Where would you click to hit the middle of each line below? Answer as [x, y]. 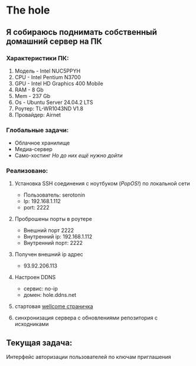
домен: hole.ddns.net [50, 295]
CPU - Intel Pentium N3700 [48, 77]
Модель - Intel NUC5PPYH [48, 71]
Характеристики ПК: [37, 58]
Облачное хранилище [42, 143]
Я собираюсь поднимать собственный [82, 32]
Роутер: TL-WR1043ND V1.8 [49, 108]
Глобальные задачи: [37, 130]
